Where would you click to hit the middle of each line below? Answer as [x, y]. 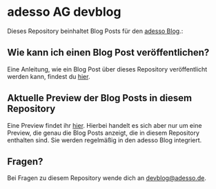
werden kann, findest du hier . [49, 76]
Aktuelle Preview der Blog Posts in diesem [100, 98]
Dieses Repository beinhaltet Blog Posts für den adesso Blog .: [95, 31]
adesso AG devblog [64, 12]
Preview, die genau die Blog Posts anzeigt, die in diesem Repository [104, 133]
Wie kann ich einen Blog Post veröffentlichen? [108, 53]
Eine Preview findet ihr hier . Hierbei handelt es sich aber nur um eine [105, 125]
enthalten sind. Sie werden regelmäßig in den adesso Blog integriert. [105, 140]
